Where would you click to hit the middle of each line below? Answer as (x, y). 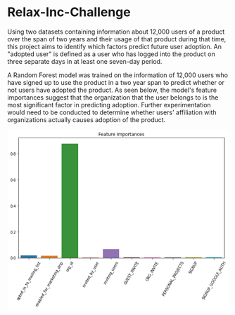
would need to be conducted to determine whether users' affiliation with (112, 112)
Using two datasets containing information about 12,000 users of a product (116, 32)
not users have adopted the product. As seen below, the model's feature (112, 90)
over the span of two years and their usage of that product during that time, (117, 39)
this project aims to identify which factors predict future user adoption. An (114, 46)
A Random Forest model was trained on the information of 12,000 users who (118, 75)
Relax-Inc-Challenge (69, 12)
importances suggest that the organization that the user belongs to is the (113, 97)
